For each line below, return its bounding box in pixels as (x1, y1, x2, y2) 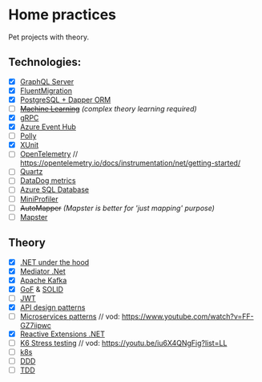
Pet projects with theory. (8, 32, 90, 42)
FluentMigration (19, 86, 73, 95)
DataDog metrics (19, 176, 76, 185)
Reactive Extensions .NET (19, 329, 106, 339)
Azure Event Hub (19, 122, 76, 132)
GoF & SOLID (19, 284, 64, 294)
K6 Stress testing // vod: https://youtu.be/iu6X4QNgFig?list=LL (19, 339, 228, 347)
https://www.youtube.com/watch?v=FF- (121, 311, 254, 321)
